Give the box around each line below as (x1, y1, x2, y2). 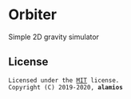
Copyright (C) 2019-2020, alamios (8, 83, 124, 91)
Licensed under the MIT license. (8, 76, 120, 85)
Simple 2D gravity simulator (8, 32, 100, 42)
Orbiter (8, 6, 58, 24)
